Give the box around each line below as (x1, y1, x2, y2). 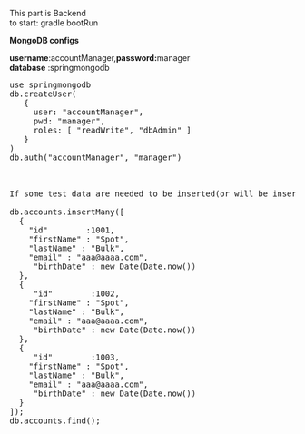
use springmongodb (9, 80, 92, 90)
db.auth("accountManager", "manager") (9, 153, 182, 163)
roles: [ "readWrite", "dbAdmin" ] (33, 125, 192, 135)
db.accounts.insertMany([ (9, 207, 125, 217)
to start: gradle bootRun (9, 17, 98, 28)
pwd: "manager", (33, 116, 106, 126)
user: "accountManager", (33, 107, 144, 117)
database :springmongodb (9, 63, 111, 73)
